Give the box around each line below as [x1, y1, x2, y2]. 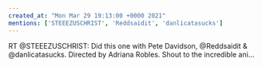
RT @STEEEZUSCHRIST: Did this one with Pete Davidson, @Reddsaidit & [8, 41, 248, 50]
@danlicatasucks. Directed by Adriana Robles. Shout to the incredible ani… [8, 49, 255, 59]
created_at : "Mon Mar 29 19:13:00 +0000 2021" [8, 11, 166, 20]
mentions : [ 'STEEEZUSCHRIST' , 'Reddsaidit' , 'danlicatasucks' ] [8, 19, 224, 27]
